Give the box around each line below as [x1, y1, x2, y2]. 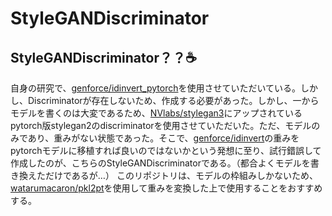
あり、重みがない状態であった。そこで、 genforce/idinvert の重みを [27, 132, 300, 144]
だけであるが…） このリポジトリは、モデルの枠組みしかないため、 [44, 170, 318, 181]
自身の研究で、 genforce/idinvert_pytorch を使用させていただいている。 [10, 82, 302, 94]
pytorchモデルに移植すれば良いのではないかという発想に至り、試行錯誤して [10, 145, 322, 156]
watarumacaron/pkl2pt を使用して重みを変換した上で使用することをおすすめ [10, 182, 323, 194]
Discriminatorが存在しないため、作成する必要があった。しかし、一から [27, 95, 320, 106]
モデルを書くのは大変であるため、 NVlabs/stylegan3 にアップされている [10, 107, 303, 119]
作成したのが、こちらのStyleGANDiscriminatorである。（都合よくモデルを [10, 157, 311, 169]
